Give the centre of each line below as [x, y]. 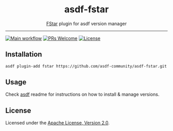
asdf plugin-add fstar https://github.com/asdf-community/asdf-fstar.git [86, 66]
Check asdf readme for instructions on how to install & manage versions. [82, 94]
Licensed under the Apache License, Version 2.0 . [57, 123]
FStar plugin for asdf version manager [86, 24]
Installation [24, 54]
